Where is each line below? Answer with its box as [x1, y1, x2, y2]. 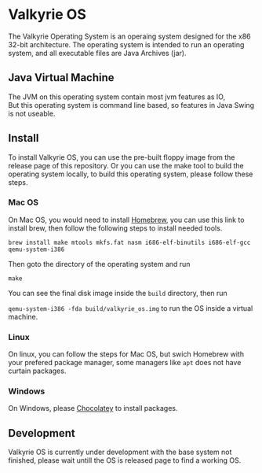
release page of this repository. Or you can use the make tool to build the [8, 161, 245, 170]
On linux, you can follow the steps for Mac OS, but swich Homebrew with [8, 349, 245, 359]
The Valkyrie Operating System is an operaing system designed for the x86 [8, 31, 251, 41]
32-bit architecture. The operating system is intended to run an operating [8, 39, 245, 49]
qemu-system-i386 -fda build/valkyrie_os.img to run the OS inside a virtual [8, 303, 253, 312]
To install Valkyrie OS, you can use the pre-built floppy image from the [8, 152, 235, 162]
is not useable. [8, 109, 56, 118]
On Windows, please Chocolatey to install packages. [8, 404, 178, 413]
